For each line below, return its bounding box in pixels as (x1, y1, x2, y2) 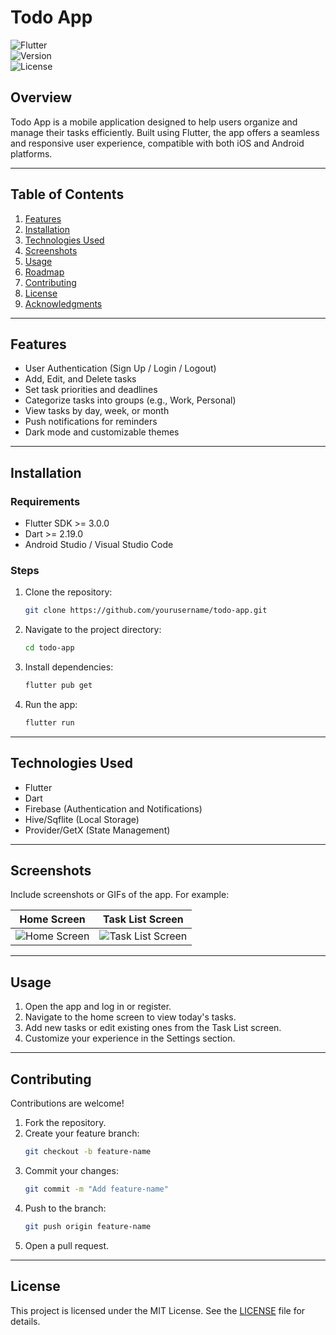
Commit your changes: (24, 1164, 119, 1176)
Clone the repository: (24, 586, 113, 598)
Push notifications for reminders (24, 416, 158, 428)
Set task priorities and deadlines (24, 384, 158, 396)
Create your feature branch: (24, 1127, 140, 1140)
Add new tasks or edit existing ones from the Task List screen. (24, 1022, 282, 1034)
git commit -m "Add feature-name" (24, 1184, 169, 1194)
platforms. (10, 147, 53, 160)
